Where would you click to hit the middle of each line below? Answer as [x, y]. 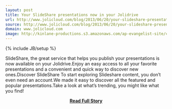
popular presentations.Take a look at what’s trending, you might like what [82, 85]
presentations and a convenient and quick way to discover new [72, 69]
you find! [15, 91]
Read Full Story [86, 101]
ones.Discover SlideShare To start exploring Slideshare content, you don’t [83, 74]
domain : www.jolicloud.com [34, 29]
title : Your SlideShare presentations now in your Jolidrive [72, 15]
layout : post [19, 10]
